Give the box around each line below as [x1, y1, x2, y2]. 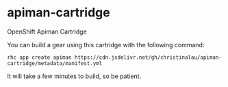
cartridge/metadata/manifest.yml [7, 60, 103, 66]
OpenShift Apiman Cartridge [7, 27, 87, 36]
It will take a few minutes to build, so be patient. [7, 72, 142, 80]
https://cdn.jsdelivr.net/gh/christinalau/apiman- [74, 53, 223, 61]
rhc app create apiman [7, 53, 72, 61]
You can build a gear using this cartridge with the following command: [7, 40, 205, 49]
